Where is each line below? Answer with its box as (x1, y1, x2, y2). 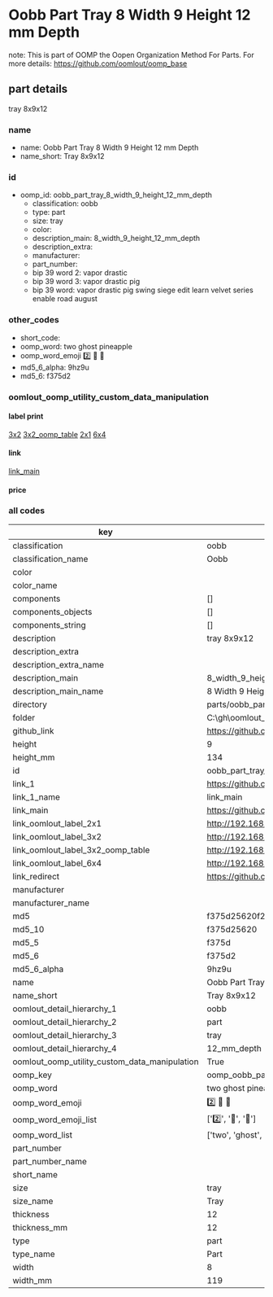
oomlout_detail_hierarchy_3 (12, 1029, 117, 1041)
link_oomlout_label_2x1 (12, 817, 102, 829)
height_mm (12, 751, 55, 763)
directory (12, 699, 47, 710)
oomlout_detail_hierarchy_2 (12, 1016, 117, 1028)
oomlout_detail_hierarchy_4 (12, 1042, 117, 1054)
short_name (12, 1168, 58, 1180)
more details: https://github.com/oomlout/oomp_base (8, 59, 188, 68)
